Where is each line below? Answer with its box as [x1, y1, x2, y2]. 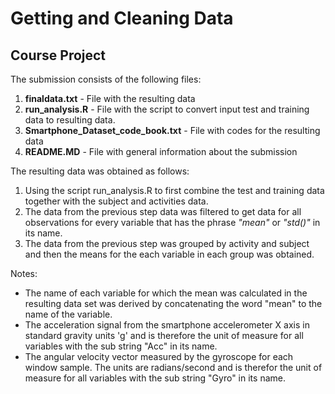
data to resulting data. [24, 114, 116, 126]
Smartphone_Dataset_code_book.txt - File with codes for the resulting [24, 125, 321, 136]
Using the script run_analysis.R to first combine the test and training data [24, 185, 325, 196]
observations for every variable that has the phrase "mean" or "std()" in [24, 217, 321, 228]
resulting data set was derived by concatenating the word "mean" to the [24, 298, 323, 309]
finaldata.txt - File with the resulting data [24, 93, 196, 104]
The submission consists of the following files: [10, 73, 202, 85]
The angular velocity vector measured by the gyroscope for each [24, 351, 294, 362]
